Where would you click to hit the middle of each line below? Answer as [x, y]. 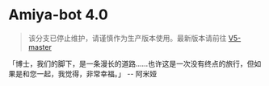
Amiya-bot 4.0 [59, 15]
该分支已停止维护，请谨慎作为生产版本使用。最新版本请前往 [127, 38]
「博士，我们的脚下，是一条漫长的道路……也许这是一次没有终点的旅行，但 [131, 63]
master [40, 47]
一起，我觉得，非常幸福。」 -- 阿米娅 [97, 73]
